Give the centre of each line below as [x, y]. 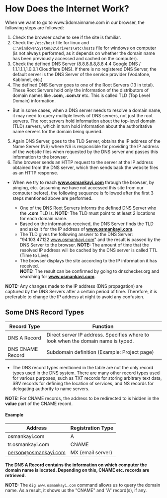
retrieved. [16, 475]
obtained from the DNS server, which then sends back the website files [85, 167]
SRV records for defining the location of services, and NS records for [83, 383]
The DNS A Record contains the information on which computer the [76, 465]
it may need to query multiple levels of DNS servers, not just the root [83, 115]
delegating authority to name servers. [51, 389]
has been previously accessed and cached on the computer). [75, 58]
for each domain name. [43, 218]
